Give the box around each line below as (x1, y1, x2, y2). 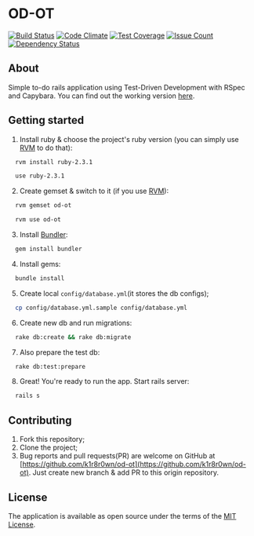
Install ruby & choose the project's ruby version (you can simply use (19, 134, 239, 144)
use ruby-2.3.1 (15, 172, 65, 180)
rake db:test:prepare (15, 363, 86, 370)
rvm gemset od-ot (15, 202, 72, 210)
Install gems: (19, 259, 61, 268)
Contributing (8, 414, 72, 427)
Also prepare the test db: (19, 347, 100, 357)
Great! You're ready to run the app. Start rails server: (19, 377, 190, 386)
